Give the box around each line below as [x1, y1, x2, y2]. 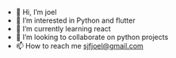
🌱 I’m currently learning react [15, 24, 111, 33]
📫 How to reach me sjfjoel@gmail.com [15, 42, 144, 50]
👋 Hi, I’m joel [15, 8, 57, 16]
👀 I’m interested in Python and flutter [15, 16, 136, 25]
